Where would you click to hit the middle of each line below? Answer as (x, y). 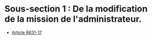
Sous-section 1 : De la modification (76, 9)
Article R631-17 (27, 32)
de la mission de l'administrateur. (73, 19)
